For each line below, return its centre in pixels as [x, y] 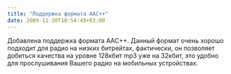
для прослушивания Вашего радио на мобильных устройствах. [103, 63]
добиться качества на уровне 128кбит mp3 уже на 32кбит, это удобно [113, 55]
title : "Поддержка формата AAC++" [58, 14]
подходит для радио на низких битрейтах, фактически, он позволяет [111, 48]
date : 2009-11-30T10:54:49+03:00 [56, 20]
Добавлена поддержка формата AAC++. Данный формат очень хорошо [115, 40]
